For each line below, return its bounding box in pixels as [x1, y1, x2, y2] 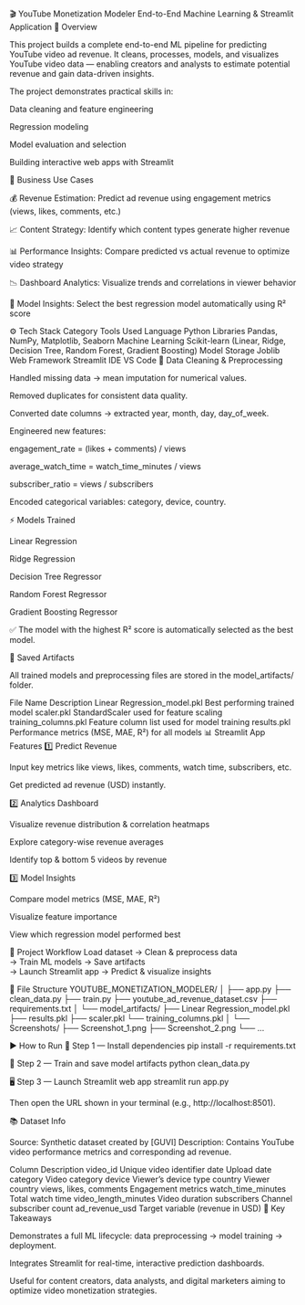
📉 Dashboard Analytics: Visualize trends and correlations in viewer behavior [9, 278, 297, 288]
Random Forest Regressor [9, 589, 107, 599]
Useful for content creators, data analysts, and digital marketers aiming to [9, 1276, 286, 1286]
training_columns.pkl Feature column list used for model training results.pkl [9, 717, 291, 727]
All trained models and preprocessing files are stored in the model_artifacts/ [9, 670, 294, 680]
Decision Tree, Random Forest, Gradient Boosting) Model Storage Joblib [9, 345, 280, 355]
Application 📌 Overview [9, 22, 97, 32]
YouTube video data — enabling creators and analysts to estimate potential [9, 58, 290, 69]
